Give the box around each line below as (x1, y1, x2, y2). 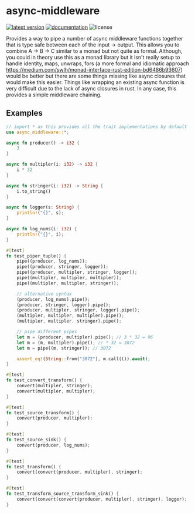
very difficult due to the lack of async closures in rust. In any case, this (6, 85, 177, 92)
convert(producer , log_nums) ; (16, 442, 91, 448)
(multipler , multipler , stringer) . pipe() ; (16, 318, 122, 324)
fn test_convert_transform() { (6, 377, 83, 383)
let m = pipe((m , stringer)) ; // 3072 (16, 345, 111, 351)
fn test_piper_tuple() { (6, 253, 67, 259)
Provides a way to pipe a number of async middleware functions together (6, 35, 183, 42)
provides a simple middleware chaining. (6, 91, 102, 98)
